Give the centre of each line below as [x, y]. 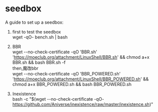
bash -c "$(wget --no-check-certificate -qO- [58, 99]
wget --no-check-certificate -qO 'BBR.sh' [55, 52]
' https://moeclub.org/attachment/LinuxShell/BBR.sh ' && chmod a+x [81, 57]
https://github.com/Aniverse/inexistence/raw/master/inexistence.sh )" [83, 104]
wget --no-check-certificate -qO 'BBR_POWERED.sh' [66, 74]
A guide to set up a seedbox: [34, 22]
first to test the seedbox [37, 32]
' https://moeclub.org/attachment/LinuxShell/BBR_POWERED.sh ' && [80, 79]
